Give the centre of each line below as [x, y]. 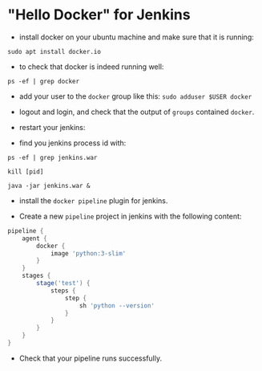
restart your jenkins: [52, 127]
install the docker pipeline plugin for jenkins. [93, 200]
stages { [36, 276]
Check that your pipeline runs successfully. [90, 358]
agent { [34, 238]
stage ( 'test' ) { [63, 283]
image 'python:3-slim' [88, 253]
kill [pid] [26, 171]
